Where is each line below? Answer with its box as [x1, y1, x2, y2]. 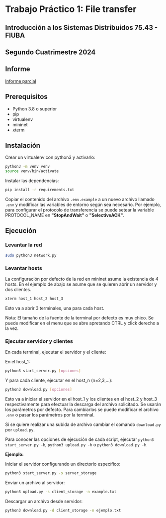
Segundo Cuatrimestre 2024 [5, 48, 96, 56]
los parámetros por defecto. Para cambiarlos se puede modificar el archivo [5, 407, 159, 413]
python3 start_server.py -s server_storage [5, 470, 97, 476]
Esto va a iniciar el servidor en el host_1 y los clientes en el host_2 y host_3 [5, 396, 158, 402]
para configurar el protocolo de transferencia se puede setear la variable [5, 207, 154, 213]
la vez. [5, 325, 19, 331]
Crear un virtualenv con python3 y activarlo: [5, 154, 95, 160]
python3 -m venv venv [5, 164, 50, 169]
